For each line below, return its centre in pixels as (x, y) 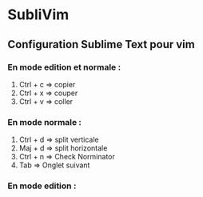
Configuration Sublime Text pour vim (101, 44)
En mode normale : (44, 122)
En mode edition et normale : (64, 67)
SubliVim (38, 15)
